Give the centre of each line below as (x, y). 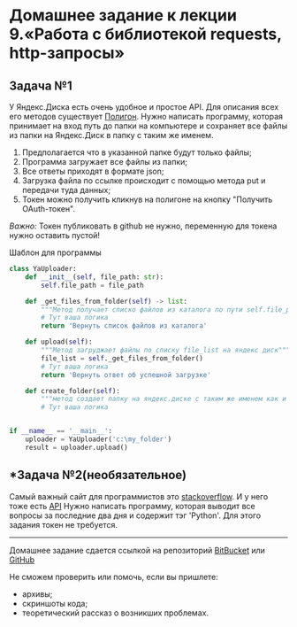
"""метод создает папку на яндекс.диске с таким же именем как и (164, 399)
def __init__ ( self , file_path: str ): (95, 277)
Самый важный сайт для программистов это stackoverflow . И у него (139, 496)
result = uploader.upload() (76, 447)
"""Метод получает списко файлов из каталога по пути (142, 310)
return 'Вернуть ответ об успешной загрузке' (126, 375)
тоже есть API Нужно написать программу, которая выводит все (133, 506)
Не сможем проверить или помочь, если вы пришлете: (114, 577)
